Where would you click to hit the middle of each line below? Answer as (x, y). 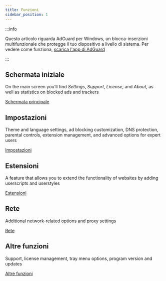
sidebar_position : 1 (27, 15)
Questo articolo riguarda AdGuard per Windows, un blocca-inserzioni (76, 39)
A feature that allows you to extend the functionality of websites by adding (82, 178)
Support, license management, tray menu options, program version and (79, 258)
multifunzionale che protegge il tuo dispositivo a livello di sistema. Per (77, 44)
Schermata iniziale (35, 75)
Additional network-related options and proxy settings (61, 221)
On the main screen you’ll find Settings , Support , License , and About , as (79, 87)
